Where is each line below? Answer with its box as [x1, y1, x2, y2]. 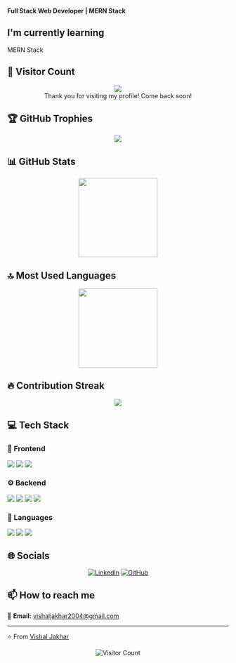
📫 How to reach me [7, 589, 96, 601]
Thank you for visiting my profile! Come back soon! [44, 91, 192, 100]
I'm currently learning [7, 27, 105, 39]
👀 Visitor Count [7, 66, 75, 78]
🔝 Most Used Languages [7, 269, 117, 281]
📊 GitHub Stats [7, 155, 76, 168]
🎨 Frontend [7, 444, 46, 454]
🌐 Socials [7, 549, 51, 561]
